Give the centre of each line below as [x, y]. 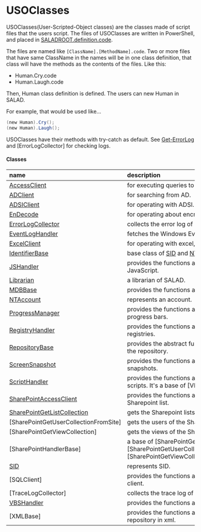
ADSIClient [25, 204]
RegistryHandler [32, 330]
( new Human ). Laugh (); [33, 128]
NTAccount [25, 299]
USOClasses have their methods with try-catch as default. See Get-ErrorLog [100, 139]
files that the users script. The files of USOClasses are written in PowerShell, [100, 33]
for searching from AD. [159, 195]
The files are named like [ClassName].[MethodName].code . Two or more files [98, 51]
